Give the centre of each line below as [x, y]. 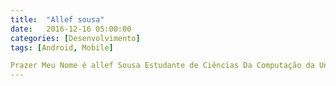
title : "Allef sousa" [57, 19]
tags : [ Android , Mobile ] [62, 47]
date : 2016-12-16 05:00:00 [71, 29]
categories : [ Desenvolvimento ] [75, 38]
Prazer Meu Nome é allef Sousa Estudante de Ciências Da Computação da [162, 66]
